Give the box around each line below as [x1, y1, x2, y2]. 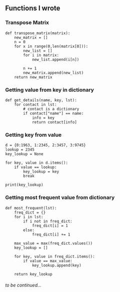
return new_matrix [14, 75, 52, 80]
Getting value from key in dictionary [5, 86, 94, 93]
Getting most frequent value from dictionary [5, 194, 115, 201]
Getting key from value [5, 131, 62, 138]
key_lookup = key [23, 169, 59, 174]
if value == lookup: [14, 165, 57, 170]
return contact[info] [31, 119, 77, 125]
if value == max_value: [23, 258, 72, 263]
